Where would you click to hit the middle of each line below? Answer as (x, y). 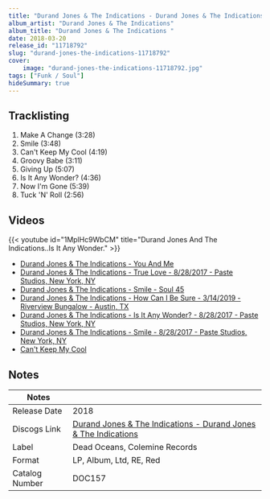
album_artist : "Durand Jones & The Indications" (91, 23)
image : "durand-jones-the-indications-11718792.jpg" (113, 68)
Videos (27, 220)
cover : (19, 61)
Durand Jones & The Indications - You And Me (97, 264)
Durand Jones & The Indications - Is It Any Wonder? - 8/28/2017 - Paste (139, 315)
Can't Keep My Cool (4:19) (64, 152)
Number (28, 483)
